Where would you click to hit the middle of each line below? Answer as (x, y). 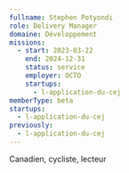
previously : (31, 126)
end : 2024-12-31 (56, 59)
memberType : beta (41, 100)
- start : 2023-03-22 (55, 51)
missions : (28, 42)
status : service (56, 68)
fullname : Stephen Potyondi (61, 17)
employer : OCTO (53, 76)
